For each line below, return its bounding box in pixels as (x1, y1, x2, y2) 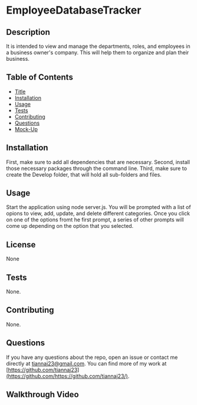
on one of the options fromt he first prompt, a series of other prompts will (6, 216, 184, 223)
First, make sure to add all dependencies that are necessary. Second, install (6, 158, 191, 165)
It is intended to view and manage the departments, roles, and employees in (6, 43, 191, 50)
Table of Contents (6, 72, 74, 83)
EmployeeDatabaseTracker (6, 4, 142, 17)
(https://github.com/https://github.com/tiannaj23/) (6, 373, 128, 380)
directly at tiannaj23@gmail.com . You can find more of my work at (6, 360, 167, 367)
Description (6, 27, 50, 37)
